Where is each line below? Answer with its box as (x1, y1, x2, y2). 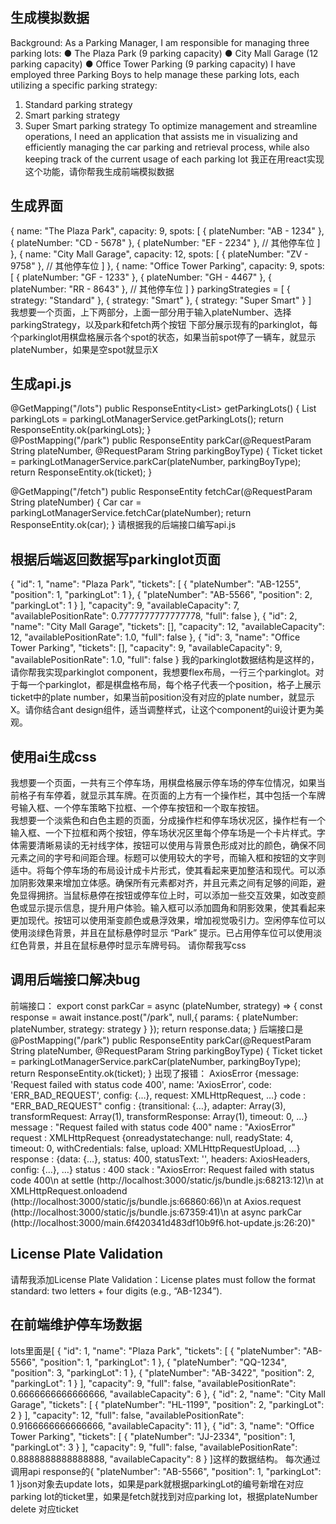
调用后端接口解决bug (10, 971, 141, 988)
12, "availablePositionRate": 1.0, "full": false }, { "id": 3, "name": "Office (10, 631, 301, 643)
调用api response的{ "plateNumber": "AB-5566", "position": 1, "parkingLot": (10, 1465, 322, 1477)
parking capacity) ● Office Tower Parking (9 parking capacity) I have (10, 58, 296, 70)
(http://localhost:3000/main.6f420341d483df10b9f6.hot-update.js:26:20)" (10, 1216, 316, 1228)
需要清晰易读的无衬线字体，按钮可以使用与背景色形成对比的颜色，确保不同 (18, 839, 326, 852)
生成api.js (10, 376, 72, 393)
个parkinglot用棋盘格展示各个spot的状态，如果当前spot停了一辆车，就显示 (10, 331, 317, 343)
